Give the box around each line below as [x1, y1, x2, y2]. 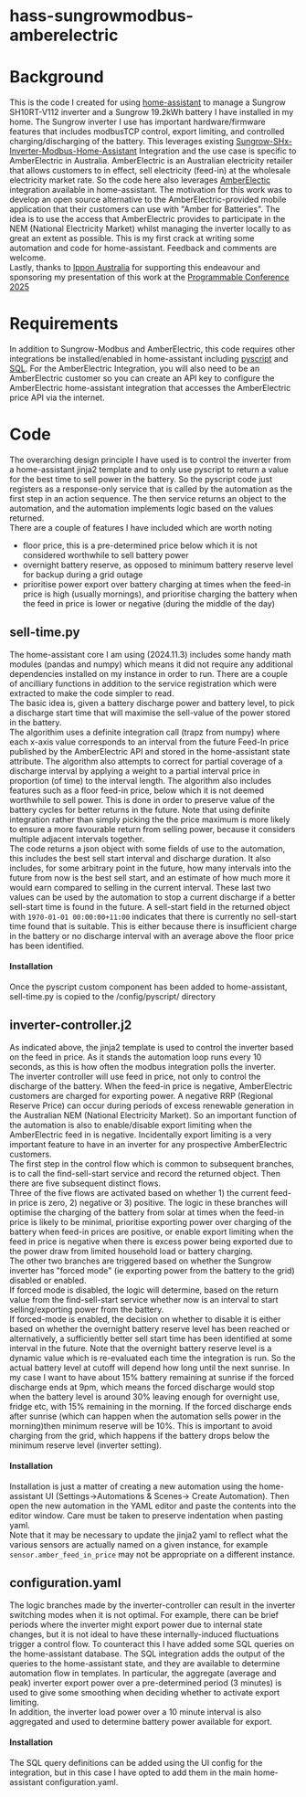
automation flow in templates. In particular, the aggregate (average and [9, 1667, 277, 1678]
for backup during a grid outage [22, 569, 143, 580]
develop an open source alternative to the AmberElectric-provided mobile [9, 194, 287, 206]
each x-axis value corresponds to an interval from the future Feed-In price [9, 736, 290, 747]
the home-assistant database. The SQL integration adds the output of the [9, 1648, 286, 1659]
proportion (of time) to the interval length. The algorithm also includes [9, 775, 272, 786]
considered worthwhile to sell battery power [22, 550, 189, 560]
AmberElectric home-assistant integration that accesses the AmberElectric [9, 383, 291, 394]
